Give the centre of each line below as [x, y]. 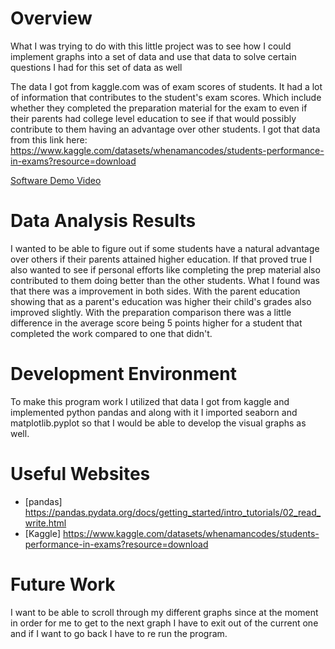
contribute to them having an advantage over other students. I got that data [165, 129]
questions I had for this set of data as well [96, 67]
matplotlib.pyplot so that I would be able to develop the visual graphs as [158, 423]
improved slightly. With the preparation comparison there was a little [151, 312]
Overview [51, 18]
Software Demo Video [56, 180]
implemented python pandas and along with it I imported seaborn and [154, 412]
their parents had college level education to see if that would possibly [153, 118]
